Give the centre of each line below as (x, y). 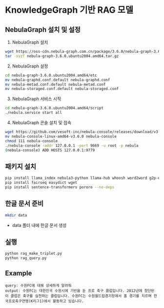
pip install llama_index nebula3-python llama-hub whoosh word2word (76, 178)
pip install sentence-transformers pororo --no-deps (60, 187)
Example (19, 274)
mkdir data (16, 215)
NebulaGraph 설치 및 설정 (43, 30)
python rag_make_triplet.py (34, 254)
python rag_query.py (26, 258)
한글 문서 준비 (24, 204)
